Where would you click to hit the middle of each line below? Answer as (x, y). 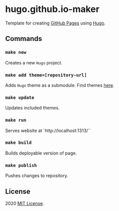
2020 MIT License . (25, 203)
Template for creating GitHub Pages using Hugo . (55, 23)
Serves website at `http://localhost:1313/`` (48, 130)
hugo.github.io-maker (52, 9)
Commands (24, 39)
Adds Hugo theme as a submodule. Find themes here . (60, 85)
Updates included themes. (32, 108)
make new (16, 52)
